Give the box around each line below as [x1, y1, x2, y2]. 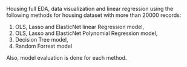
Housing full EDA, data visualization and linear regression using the [6, 5, 174, 12]
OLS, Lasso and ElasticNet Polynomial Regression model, [15, 30, 158, 37]
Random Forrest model [15, 42, 73, 49]
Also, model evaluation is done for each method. [6, 54, 127, 61]
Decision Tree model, [15, 36, 68, 43]
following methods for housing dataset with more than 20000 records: [6, 11, 182, 19]
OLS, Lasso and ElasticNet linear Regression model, [15, 24, 144, 30]
